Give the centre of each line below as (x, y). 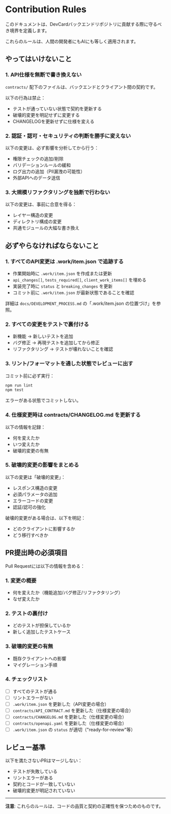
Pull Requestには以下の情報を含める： (45, 566)
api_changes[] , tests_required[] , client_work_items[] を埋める (79, 279)
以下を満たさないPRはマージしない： (44, 760)
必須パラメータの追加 (35, 494)
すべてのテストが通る (35, 691)
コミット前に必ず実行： (30, 375)
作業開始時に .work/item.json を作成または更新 (62, 273)
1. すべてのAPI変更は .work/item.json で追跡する (64, 261)
